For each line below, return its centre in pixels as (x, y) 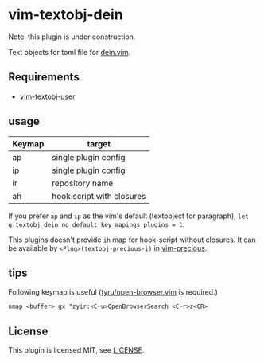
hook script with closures (99, 196)
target (99, 143)
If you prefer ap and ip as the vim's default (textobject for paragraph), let (128, 216)
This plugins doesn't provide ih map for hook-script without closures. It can (132, 240)
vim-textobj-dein (66, 15)
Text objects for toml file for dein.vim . (70, 52)
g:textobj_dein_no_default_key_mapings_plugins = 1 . (97, 224)
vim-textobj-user (47, 96)
